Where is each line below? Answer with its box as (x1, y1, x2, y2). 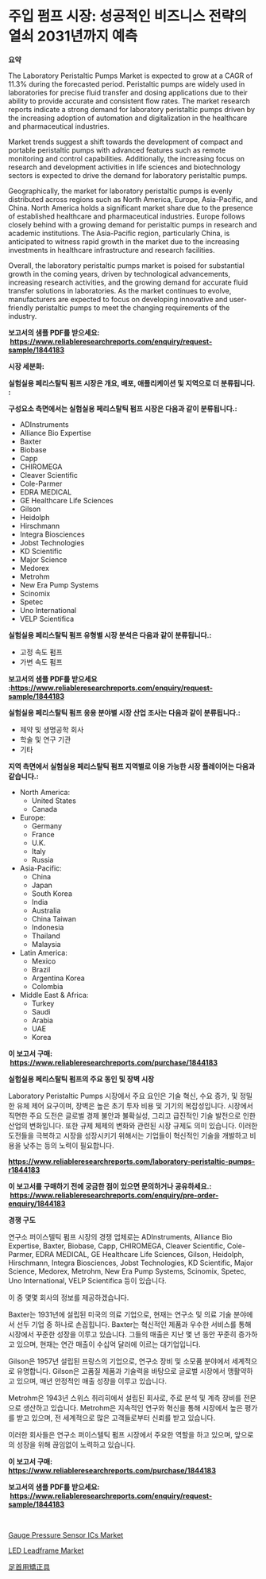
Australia (31, 906, 61, 915)
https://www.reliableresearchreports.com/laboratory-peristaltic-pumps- (8, 1156, 256, 1166)
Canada (31, 804, 58, 813)
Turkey (31, 999, 55, 1008)
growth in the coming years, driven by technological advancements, (8, 269, 231, 278)
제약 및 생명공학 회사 (19, 724, 84, 734)
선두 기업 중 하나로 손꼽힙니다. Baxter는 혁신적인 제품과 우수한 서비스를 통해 (16, 1319, 252, 1329)
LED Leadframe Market (8, 1546, 84, 1555)
